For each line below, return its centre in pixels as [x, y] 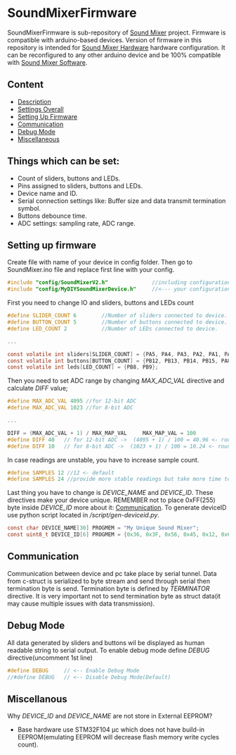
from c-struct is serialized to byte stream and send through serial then [109, 581]
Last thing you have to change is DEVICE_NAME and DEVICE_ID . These [110, 493]
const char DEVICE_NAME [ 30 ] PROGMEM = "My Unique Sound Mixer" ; [103, 528]
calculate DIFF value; [38, 388]
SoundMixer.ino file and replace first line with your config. [91, 270]
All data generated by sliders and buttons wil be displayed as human [106, 642]
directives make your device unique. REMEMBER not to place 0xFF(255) [111, 500]
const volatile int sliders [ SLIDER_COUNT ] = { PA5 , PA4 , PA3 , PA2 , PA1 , [114, 354]
